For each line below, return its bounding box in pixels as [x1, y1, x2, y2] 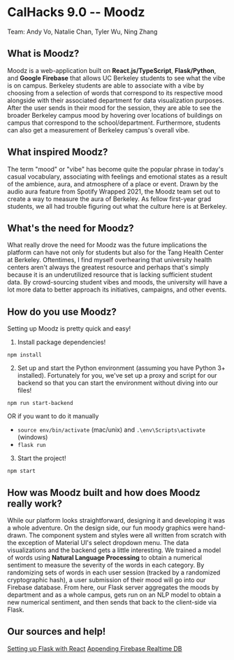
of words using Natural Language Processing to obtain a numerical [7, 554, 203, 561]
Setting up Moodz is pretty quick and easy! [7, 324, 131, 333]
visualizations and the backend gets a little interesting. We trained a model [7, 546, 221, 554]
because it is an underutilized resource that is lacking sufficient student [7, 270, 213, 279]
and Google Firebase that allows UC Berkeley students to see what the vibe [7, 74, 226, 82]
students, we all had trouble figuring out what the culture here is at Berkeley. [7, 202, 227, 210]
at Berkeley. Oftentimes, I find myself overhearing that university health [7, 256, 212, 264]
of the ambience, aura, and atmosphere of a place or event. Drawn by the [7, 179, 219, 188]
